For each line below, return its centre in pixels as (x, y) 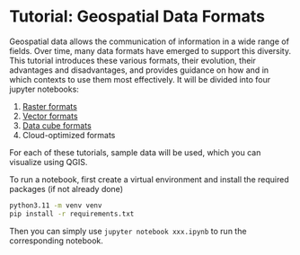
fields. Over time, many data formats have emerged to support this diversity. (150, 50)
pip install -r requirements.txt (72, 214)
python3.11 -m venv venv (56, 205)
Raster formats (50, 106)
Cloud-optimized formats (69, 135)
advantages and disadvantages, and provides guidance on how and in (139, 70)
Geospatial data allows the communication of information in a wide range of (150, 41)
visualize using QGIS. (49, 162)
